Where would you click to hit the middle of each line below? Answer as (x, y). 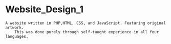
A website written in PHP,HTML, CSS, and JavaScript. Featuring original (86, 23)
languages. (17, 36)
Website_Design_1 (44, 9)
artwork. (15, 27)
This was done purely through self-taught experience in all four (87, 32)
